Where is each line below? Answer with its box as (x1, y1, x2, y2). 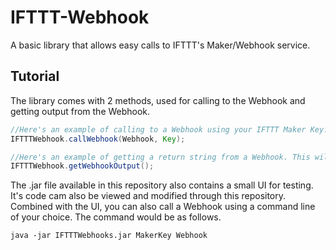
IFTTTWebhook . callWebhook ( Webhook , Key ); (10, 134, 186, 144)
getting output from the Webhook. (10, 105, 151, 117)
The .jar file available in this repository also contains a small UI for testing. (10, 179, 314, 191)
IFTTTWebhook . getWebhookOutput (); (10, 161, 155, 171)
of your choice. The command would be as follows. (10, 211, 222, 223)
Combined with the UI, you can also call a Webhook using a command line (10, 201, 316, 213)
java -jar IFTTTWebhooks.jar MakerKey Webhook (10, 231, 208, 241)
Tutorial (10, 68, 60, 85)
